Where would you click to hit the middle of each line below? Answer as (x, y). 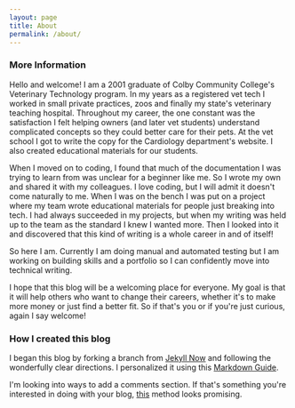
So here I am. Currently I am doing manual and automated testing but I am (144, 251)
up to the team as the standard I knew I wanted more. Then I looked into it (144, 224)
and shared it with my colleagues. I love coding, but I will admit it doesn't (142, 187)
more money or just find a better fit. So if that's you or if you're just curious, (147, 306)
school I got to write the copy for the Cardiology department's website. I (141, 141)
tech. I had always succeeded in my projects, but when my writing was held (148, 215)
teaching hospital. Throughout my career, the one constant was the (132, 113)
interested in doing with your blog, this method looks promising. (126, 394)
